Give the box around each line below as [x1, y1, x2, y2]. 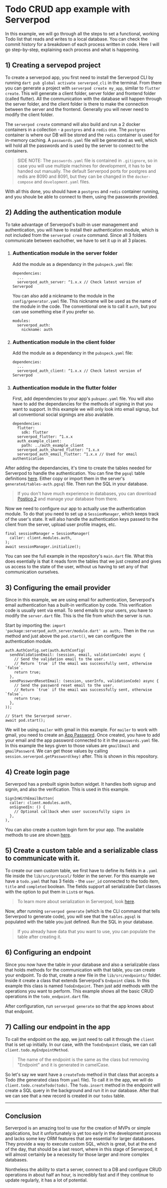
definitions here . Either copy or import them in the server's [5, 476, 125, 482]
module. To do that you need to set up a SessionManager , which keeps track [5, 511, 159, 517]
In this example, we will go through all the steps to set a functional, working [5, 30, 160, 36]
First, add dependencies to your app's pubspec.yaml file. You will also [12, 396, 154, 402]
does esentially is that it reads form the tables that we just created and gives [5, 558, 162, 564]
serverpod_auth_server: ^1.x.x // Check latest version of [17, 279, 142, 284]
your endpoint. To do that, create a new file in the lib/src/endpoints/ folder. [5, 972, 162, 978]
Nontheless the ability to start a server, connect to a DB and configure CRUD [5, 1167, 162, 1173]
